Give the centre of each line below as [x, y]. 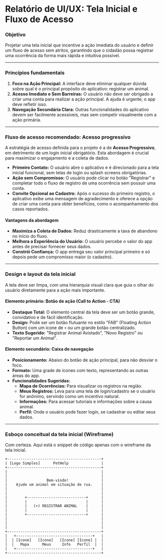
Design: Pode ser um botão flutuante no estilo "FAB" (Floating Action [82, 322]
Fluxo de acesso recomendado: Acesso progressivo [68, 137]
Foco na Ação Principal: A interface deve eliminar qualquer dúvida [79, 83]
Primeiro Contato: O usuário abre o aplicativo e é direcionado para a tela [85, 167]
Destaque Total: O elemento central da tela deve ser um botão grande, [83, 312]
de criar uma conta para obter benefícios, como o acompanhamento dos [85, 204]
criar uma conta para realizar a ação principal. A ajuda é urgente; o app [84, 99]
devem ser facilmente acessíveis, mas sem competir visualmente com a [84, 114]
